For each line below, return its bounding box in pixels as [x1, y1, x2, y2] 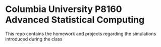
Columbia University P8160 [5, 3, 122, 15]
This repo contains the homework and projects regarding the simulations [5, 30, 156, 36]
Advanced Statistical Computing [5, 14, 145, 25]
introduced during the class [5, 36, 63, 42]
